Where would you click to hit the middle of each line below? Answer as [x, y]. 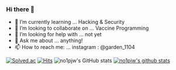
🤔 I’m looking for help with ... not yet [58, 34]
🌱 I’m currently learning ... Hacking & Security [70, 22]
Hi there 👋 [21, 9]
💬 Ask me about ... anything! [49, 41]
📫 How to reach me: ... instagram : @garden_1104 [75, 47]
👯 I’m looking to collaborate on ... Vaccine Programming [82, 28]
